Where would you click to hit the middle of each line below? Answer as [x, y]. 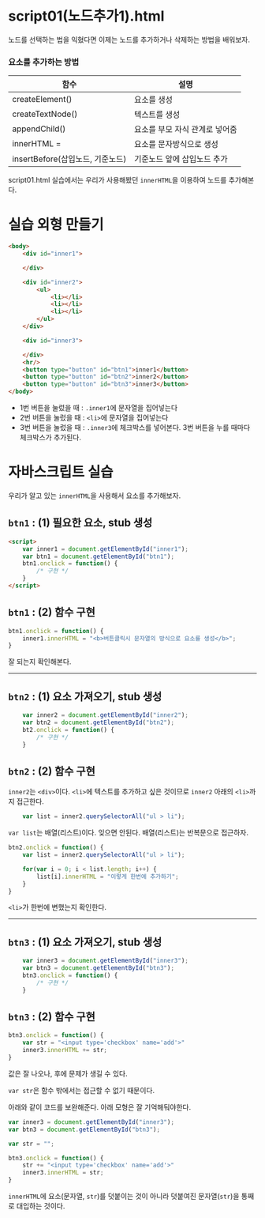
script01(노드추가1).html [86, 16]
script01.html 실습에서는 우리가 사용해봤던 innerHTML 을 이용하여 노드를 [118, 180]
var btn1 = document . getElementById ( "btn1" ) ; [99, 556]
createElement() [42, 100]
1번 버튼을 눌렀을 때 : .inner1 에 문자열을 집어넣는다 [99, 408]
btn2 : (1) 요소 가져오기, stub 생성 [85, 696]
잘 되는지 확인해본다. [40, 662]
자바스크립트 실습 [61, 472]
